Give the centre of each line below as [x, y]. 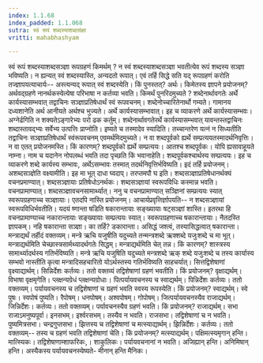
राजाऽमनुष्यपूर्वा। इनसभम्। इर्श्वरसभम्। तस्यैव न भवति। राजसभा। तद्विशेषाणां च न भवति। [120, 316]
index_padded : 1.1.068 [45, 23]
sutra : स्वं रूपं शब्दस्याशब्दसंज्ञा [47, 30]
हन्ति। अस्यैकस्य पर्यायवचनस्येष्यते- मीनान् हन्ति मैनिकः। [78, 351]
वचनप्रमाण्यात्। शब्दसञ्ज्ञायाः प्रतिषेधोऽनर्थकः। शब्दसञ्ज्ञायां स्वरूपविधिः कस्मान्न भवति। [113, 182]
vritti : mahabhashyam [44, 37]
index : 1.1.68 [32, 15]
